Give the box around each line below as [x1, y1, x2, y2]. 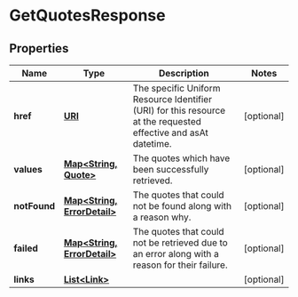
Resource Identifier [132, 93, 213, 105]
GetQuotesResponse [9, 5, 166, 26]
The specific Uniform [132, 82, 221, 94]
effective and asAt [132, 126, 208, 139]
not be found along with [132, 200, 232, 212]
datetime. [132, 138, 172, 149]
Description [158, 68, 210, 79]
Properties [9, 41, 69, 56]
